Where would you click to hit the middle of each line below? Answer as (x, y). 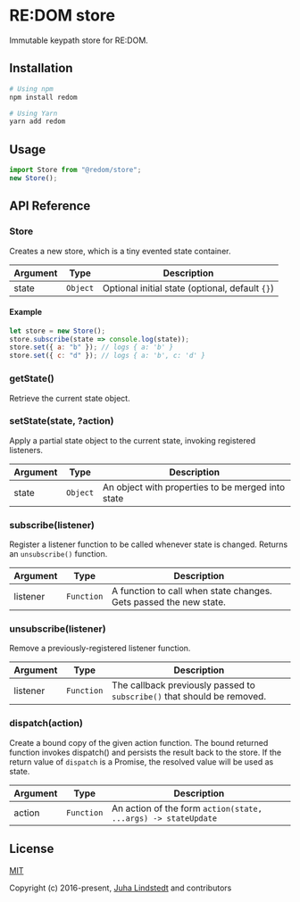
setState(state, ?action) (62, 421)
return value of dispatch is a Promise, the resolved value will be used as (142, 761)
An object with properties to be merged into (194, 487)
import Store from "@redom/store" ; (75, 170)
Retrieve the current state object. (70, 398)
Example (26, 312)
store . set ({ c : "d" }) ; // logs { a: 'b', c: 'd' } (107, 356)
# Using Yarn (33, 113)
